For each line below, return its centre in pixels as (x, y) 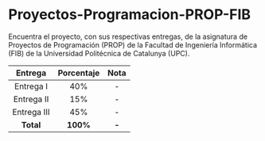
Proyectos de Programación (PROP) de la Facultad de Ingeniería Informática (132, 44)
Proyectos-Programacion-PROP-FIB (130, 15)
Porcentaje (79, 73)
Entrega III (31, 112)
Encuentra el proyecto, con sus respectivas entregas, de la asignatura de (128, 36)
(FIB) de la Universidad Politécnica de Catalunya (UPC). (99, 53)
